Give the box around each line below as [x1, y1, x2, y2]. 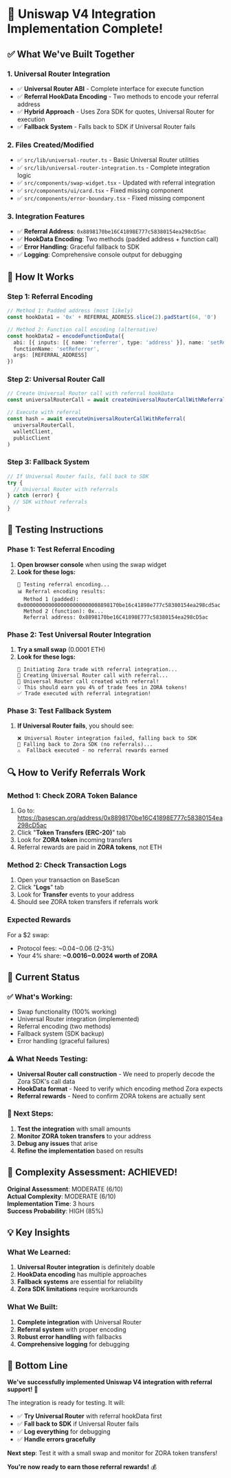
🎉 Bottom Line [7, 1360, 68, 1372]
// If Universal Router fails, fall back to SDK [7, 473, 149, 480]
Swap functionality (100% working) [16, 1007, 117, 1016]
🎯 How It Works [7, 271, 74, 283]
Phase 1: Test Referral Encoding [7, 544, 115, 554]
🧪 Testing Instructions [7, 524, 104, 536]
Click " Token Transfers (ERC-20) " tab [16, 828, 126, 836]
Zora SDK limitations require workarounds [16, 1285, 138, 1293]
